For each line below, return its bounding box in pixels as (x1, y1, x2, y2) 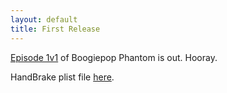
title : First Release (10, 24, 101, 34)
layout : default (10, 14, 78, 25)
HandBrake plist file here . (10, 71, 115, 83)
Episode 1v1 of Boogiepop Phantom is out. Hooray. (10, 51, 218, 63)
